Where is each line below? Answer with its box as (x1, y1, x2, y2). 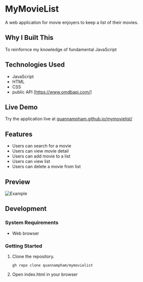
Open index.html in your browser (12, 271, 78, 277)
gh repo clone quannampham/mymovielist (12, 263, 93, 268)
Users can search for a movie (12, 143, 71, 149)
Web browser (12, 230, 39, 236)
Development (5, 205, 47, 213)
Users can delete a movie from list (12, 164, 81, 170)
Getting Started (5, 242, 42, 249)
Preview (5, 177, 31, 186)
